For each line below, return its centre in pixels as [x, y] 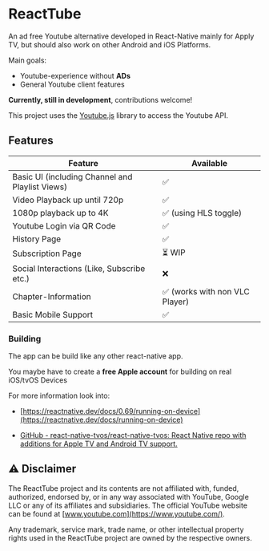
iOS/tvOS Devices [38, 380]
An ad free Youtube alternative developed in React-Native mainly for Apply [131, 36]
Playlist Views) [40, 187]
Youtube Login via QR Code [64, 225]
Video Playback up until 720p [68, 200]
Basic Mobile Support [53, 314]
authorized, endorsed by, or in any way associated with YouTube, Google [129, 496]
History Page [37, 239]
